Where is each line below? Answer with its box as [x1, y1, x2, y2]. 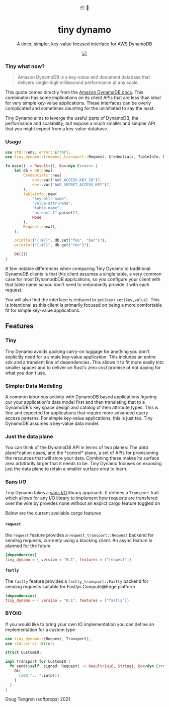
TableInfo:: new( [23, 192, 57, 197]
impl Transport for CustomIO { [5, 659, 71, 664]
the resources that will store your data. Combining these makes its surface [5, 455, 159, 461]
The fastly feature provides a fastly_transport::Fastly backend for [5, 578, 149, 584]
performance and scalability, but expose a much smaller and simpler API [5, 120, 155, 127]
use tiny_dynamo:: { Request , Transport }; [5, 636, 92, 641]
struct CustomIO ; [5, 650, 42, 655]
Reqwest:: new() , [23, 224, 57, 229]
